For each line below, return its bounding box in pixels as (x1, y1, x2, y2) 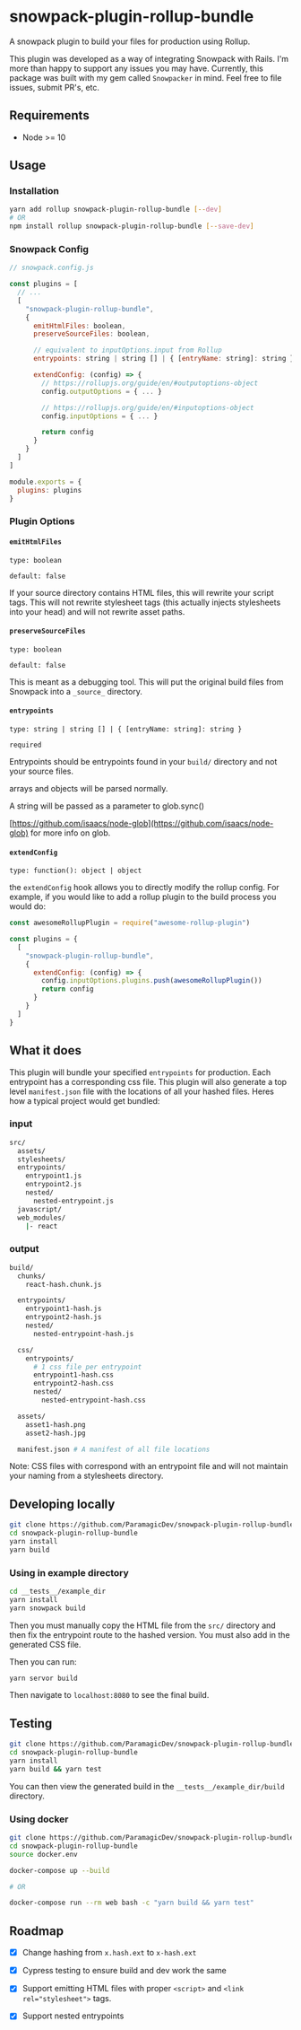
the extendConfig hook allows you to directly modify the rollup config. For (9, 882, 279, 893)
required (9, 740, 42, 750)
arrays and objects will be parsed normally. (9, 783, 168, 794)
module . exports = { (9, 477, 82, 486)
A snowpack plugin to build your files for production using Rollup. (9, 36, 251, 47)
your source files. (9, 766, 74, 777)
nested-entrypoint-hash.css (41, 1396, 146, 1404)
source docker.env (9, 1850, 78, 1859)
